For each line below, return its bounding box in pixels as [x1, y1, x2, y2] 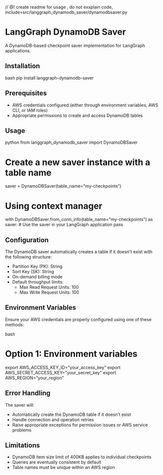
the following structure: [5, 254, 52, 260]
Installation [5, 62, 40, 70]
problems [12, 427, 32, 433]
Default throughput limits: [12, 279, 64, 285]
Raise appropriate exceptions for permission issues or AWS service [12, 422, 148, 428]
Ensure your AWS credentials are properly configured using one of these [5, 316, 152, 322]
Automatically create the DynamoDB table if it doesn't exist [12, 411, 131, 417]
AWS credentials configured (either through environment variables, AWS [12, 102, 158, 108]
